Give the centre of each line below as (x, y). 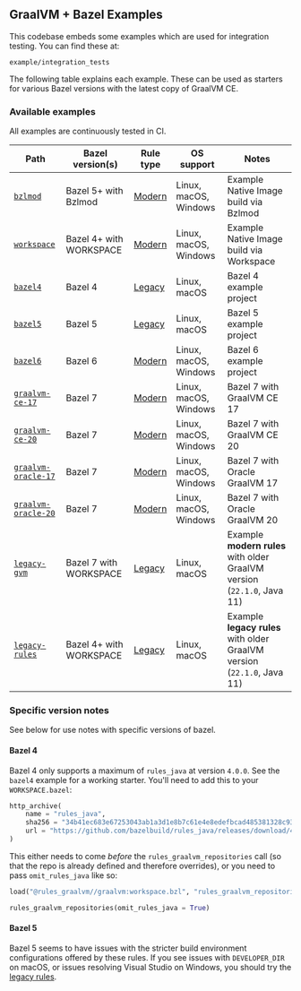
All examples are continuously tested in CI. (88, 131)
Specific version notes (59, 711)
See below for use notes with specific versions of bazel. (113, 730)
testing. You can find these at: (64, 46)
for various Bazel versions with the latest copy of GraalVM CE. (124, 88)
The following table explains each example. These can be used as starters (146, 79)
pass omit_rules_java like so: (64, 875)
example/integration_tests (60, 62)
